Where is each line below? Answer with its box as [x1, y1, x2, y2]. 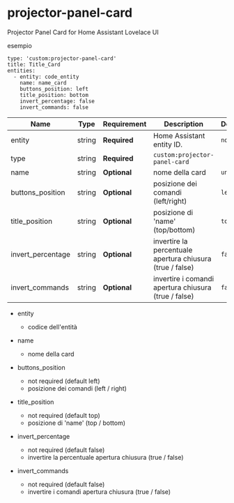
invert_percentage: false [19, 98, 95, 105]
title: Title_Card [7, 61, 61, 68]
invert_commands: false [19, 103, 89, 111]
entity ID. [153, 140, 183, 149]
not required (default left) [27, 377, 100, 385]
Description [163, 119, 204, 128]
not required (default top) [27, 411, 101, 419]
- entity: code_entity [13, 73, 79, 80]
